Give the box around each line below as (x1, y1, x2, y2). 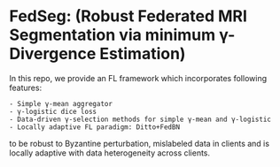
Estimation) (99, 44, 186, 64)
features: (9, 82, 43, 93)
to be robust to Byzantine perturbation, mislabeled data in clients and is (9, 138, 270, 148)
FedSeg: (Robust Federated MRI (9, 6, 248, 27)
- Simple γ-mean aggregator (9, 99, 113, 108)
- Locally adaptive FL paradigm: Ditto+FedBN (9, 122, 180, 132)
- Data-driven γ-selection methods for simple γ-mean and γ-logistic (9, 115, 272, 124)
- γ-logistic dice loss (9, 107, 97, 116)
